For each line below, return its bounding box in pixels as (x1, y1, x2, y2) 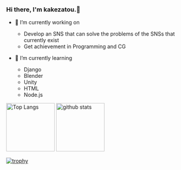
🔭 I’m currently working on (14, 19, 80, 26)
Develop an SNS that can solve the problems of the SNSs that (23, 30, 175, 37)
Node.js (23, 92, 43, 99)
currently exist (23, 37, 60, 44)
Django (23, 66, 42, 73)
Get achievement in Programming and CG (23, 43, 126, 50)
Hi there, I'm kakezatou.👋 (6, 5, 80, 14)
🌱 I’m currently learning (14, 55, 73, 62)
